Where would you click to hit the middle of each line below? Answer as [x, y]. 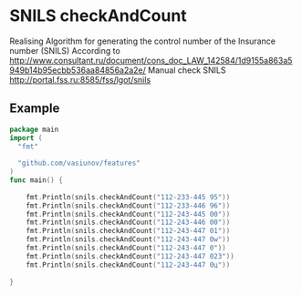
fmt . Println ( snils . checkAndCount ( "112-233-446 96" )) [128, 206]
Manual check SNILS [187, 70]
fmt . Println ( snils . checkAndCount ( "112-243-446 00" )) [128, 223]
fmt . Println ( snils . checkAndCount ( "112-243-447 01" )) [128, 231]
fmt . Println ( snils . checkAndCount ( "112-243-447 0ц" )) [128, 265]
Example [35, 109]
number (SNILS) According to [65, 50]
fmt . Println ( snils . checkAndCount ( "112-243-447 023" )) [130, 256]
